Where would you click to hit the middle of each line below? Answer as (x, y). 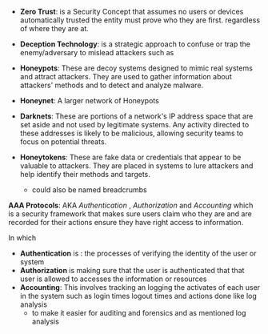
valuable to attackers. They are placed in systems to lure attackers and (136, 166)
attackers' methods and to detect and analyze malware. (112, 85)
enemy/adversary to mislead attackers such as (97, 52)
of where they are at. (54, 28)
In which (22, 238)
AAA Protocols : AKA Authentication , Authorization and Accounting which (131, 205)
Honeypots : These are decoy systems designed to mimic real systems (136, 68)
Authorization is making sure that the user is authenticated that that (132, 270)
